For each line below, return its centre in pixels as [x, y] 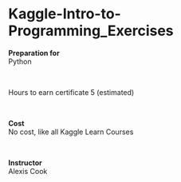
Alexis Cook [28, 171]
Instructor [25, 162]
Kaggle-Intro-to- [65, 14]
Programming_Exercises [91, 31]
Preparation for [34, 53]
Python [20, 61]
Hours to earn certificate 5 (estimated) [71, 92]
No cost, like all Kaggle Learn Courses [71, 132]
